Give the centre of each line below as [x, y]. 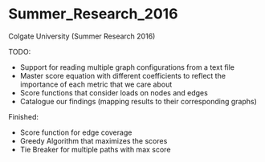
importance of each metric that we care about [96, 84]
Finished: [23, 116]
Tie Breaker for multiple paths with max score [95, 149]
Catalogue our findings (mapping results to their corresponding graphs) [138, 101]
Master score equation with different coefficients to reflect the [123, 75]
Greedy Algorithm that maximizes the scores [94, 140]
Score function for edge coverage [76, 132]
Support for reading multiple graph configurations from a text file [127, 67]
